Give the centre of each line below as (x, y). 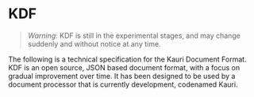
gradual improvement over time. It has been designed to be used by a (122, 76)
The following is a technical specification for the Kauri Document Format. (128, 59)
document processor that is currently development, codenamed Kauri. (123, 84)
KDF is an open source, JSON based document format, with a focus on (124, 67)
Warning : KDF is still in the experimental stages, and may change (134, 35)
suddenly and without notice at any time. (94, 43)
